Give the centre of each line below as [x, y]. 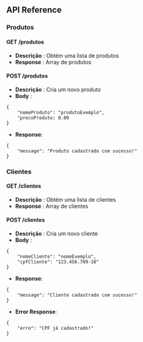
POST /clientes [26, 220]
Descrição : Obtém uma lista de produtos [67, 55]
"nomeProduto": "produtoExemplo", [61, 112]
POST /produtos [27, 76]
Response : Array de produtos [53, 62]
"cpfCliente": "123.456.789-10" [58, 262]
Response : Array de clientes [51, 206]
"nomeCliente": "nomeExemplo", [57, 257]
